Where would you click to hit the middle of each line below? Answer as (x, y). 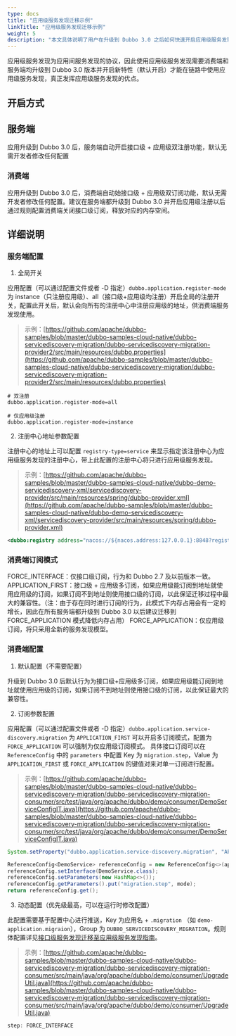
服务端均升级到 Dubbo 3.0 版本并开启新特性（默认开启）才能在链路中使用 (113, 70)
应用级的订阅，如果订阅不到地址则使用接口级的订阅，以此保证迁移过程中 (118, 594)
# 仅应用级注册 (26, 416)
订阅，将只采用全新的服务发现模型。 (60, 629)
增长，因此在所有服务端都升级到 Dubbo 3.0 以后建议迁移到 (92, 612)
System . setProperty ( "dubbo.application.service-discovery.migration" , (113, 852)
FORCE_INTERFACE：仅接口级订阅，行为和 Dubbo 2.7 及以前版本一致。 (111, 576)
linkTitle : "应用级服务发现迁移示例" (57, 27)
